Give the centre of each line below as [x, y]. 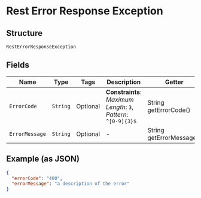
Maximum [120, 99]
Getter [174, 82]
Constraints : [124, 92]
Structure [25, 33]
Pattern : [117, 114]
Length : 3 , [119, 107]
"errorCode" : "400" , [37, 178]
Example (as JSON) [43, 159]
